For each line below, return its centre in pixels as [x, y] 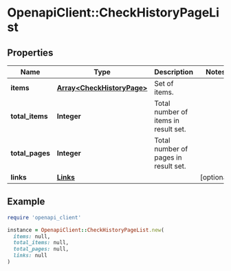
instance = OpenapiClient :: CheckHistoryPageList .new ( [86, 230]
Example [26, 202]
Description [174, 72]
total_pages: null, [41, 249]
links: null [31, 256]
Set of [164, 84]
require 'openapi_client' [44, 217]
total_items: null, [41, 243]
